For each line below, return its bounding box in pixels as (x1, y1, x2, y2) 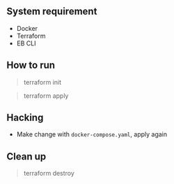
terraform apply (23, 91, 69, 100)
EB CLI (16, 38, 36, 48)
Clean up (6, 150, 47, 162)
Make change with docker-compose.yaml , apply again (16, 130, 168, 139)
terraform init (23, 78, 62, 86)
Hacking (6, 112, 44, 124)
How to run (6, 59, 56, 71)
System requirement (6, 6, 97, 17)
